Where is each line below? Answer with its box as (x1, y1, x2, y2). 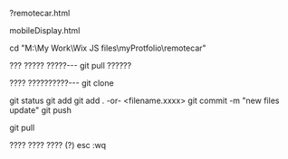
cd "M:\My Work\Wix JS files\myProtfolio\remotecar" (9, 42, 206, 53)
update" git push (9, 105, 72, 116)
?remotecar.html (9, 8, 71, 18)
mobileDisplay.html (9, 25, 81, 35)
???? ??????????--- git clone (9, 78, 115, 89)
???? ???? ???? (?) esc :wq (9, 140, 107, 150)
